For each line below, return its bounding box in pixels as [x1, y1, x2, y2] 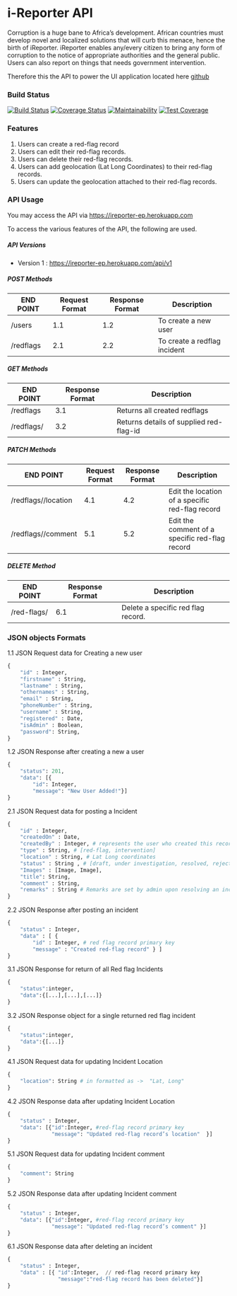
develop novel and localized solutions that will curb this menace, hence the [7, 35, 226, 44]
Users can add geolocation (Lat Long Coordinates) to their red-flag [17, 162, 213, 170]
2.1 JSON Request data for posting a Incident [7, 806, 138, 815]
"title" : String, [20, 873, 71, 880]
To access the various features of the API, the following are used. [7, 224, 197, 233]
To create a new [157, 316, 212, 325]
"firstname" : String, [20, 676, 87, 683]
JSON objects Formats [7, 632, 86, 642]
